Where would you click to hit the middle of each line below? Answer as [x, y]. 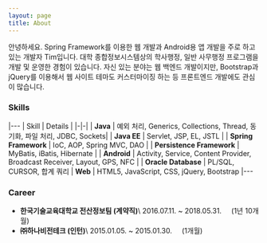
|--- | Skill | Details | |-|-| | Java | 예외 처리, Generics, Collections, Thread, [128, 126]
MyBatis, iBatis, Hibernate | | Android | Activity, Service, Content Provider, [130, 153]
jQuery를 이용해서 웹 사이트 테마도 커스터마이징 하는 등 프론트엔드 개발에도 [124, 76]
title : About [30, 23]
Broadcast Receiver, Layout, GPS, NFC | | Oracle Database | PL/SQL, [122, 162]
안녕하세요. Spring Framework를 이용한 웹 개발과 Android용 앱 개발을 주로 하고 [132, 47]
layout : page [30, 16]
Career [22, 192]
